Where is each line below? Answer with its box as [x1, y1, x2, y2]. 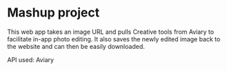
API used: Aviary [7, 55, 54, 63]
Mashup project [7, 5, 100, 21]
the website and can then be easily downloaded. [7, 42, 145, 50]
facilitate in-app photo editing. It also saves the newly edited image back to [7, 34, 221, 43]
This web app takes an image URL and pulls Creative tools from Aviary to [7, 28, 215, 36]
